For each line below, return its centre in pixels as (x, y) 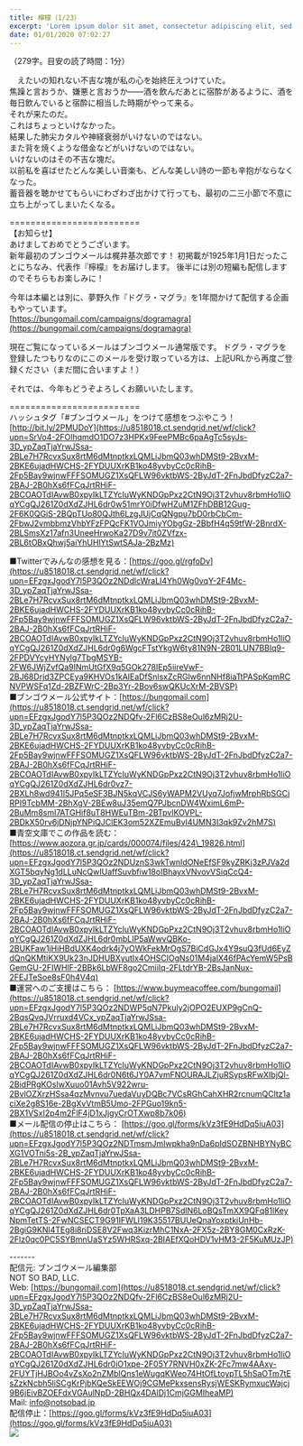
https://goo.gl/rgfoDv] (173, 561)
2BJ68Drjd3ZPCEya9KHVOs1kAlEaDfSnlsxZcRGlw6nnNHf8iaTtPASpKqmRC (150, 677)
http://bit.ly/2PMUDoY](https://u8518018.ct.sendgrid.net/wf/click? (134, 428)
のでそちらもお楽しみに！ (57, 278)
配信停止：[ (31, 1414)
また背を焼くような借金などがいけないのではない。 (104, 148)
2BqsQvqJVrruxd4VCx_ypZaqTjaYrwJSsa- (88, 1018)
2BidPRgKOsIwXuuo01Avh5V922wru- (79, 1084)
